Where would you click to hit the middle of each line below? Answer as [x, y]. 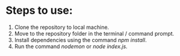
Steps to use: [39, 11]
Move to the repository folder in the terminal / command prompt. [94, 33]
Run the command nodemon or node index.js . [71, 46]
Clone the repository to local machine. [62, 27]
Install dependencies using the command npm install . [80, 40]
